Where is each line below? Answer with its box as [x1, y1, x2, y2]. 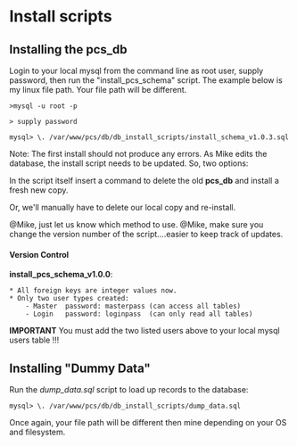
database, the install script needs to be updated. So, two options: [9, 158, 249, 169]
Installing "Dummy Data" [9, 360, 152, 376]
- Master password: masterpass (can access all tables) [25, 301, 242, 311]
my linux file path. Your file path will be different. [9, 85, 187, 95]
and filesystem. [9, 426, 66, 438]
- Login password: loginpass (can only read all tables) [25, 310, 253, 318]
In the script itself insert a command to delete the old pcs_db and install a [9, 176, 279, 186]
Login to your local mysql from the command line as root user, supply [9, 65, 264, 76]
